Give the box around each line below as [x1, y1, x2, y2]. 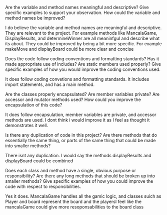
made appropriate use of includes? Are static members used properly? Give [5, 61, 161, 67]
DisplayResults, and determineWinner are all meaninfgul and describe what [5, 35, 160, 41]
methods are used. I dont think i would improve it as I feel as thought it [5, 117, 150, 123]
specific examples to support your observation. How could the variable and [5, 10, 160, 16]
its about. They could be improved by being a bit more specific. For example [5, 41, 162, 47]
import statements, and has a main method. [5, 81, 95, 87]
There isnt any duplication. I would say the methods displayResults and [5, 153, 151, 158]
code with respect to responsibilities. [5, 183, 81, 189]
